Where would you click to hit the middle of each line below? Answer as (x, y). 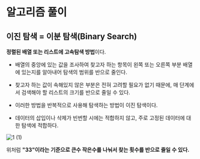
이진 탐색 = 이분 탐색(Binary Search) (72, 36)
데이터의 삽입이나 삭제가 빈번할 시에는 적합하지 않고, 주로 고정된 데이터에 (100, 118)
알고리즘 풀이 (37, 12)
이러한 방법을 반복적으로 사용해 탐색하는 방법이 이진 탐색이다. (86, 105)
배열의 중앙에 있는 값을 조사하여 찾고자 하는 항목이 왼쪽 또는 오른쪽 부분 (98, 64)
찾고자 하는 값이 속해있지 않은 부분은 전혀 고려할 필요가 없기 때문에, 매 (96, 85)
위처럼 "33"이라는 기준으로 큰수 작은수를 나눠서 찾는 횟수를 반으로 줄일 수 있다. (98, 150)
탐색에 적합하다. (40, 125)
